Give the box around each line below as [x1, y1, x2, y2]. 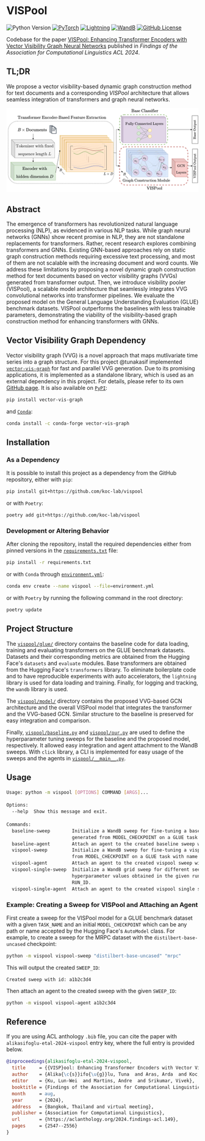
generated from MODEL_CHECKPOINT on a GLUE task [71, 834, 198, 840]
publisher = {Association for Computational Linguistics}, [12, 1110, 165, 1116]
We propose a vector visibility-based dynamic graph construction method [6, 83, 192, 90]
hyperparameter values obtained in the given [71, 873, 190, 879]
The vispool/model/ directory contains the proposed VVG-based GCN [6, 697, 182, 705]
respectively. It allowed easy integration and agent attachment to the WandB [6, 741, 198, 749]
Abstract [6, 204, 41, 215]
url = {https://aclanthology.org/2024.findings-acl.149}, [12, 1117, 179, 1123]
